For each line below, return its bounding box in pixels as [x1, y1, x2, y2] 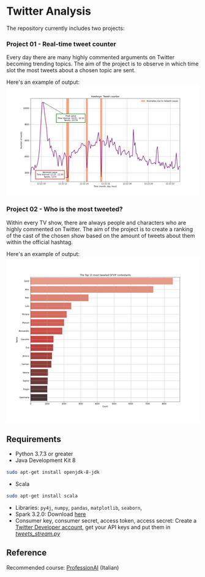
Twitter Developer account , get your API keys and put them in [15, 524, 171, 531]
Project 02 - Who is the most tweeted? [6, 205, 124, 213]
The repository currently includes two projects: [6, 24, 125, 32]
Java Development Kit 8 [15, 457, 76, 464]
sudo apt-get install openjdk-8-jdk [6, 469, 100, 476]
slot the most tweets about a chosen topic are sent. [6, 67, 136, 74]
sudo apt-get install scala [6, 493, 78, 499]
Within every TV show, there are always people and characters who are [6, 219, 187, 226]
